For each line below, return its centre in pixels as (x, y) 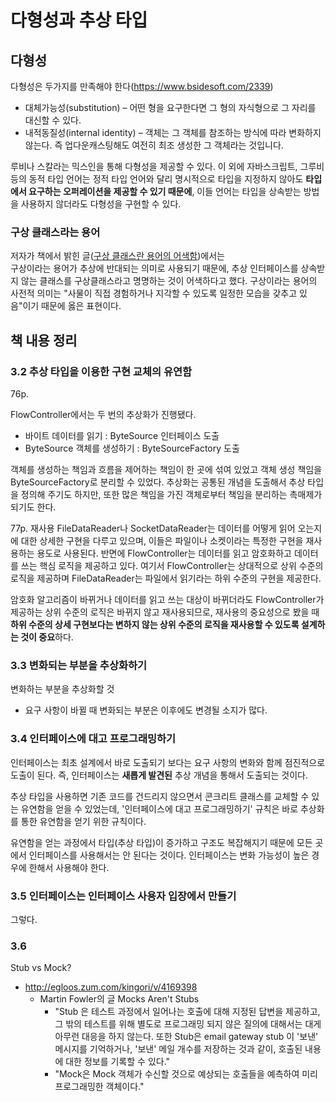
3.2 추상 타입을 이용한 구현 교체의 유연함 (101, 371)
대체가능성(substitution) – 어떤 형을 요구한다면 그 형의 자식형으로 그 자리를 (170, 107)
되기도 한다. (33, 507)
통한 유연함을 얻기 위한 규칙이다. (83, 821)
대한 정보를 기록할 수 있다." (118, 1062)
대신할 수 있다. (53, 120)
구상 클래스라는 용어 (55, 232)
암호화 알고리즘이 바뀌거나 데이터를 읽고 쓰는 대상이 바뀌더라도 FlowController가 (167, 599)
